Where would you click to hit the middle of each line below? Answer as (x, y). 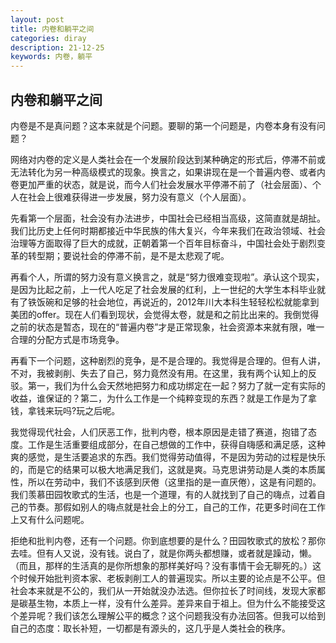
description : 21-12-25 (57, 47)
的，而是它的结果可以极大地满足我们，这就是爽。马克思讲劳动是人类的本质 (163, 469)
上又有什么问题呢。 (50, 519)
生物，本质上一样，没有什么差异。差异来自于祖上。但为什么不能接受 (176, 603)
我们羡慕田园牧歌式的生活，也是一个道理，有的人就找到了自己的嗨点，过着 (163, 494)
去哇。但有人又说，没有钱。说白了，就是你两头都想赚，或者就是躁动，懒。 (163, 553)
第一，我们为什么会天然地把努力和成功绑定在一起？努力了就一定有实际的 (176, 385)
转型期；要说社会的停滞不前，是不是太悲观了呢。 (128, 255)
